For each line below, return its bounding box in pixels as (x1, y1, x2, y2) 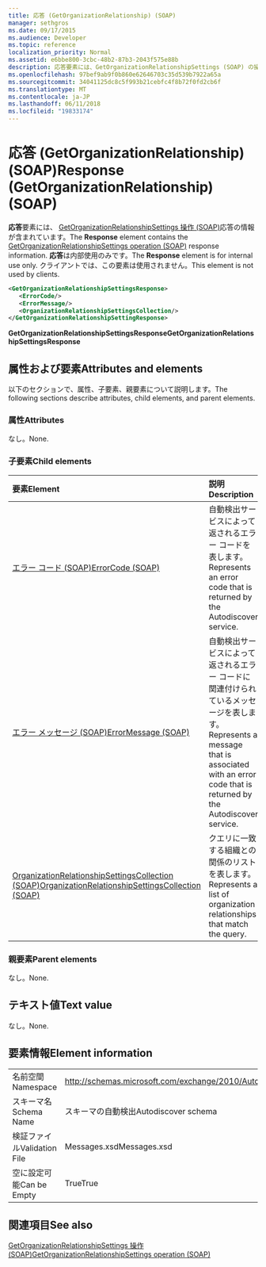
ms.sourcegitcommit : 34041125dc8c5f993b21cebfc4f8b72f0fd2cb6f (8, 78, 222, 86)
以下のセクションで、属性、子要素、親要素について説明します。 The (8, 385, 228, 394)
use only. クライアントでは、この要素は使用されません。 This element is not (8, 260, 254, 270)
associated (208, 759, 249, 770)
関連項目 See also (8, 1219, 93, 1232)
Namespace (12, 1081, 58, 1093)
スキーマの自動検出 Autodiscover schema (64, 1105, 218, 1116)
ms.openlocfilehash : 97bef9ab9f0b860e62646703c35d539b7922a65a (8, 71, 222, 78)
